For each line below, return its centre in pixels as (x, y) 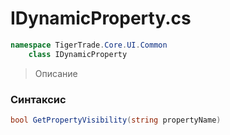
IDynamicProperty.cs (101, 18)
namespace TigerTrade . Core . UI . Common (89, 45)
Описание (56, 73)
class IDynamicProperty (78, 54)
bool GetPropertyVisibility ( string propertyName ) (116, 120)
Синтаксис (38, 99)
